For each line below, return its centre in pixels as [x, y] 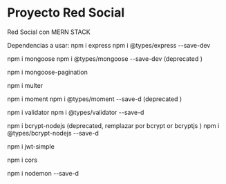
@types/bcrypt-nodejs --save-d [53, 133]
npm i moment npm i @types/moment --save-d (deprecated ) [95, 99]
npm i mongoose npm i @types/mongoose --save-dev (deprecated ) [105, 58]
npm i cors [22, 160]
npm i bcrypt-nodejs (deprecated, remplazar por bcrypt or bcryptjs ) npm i [113, 125]
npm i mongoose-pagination [47, 72]
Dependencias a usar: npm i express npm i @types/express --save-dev [109, 45]
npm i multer [25, 85]
